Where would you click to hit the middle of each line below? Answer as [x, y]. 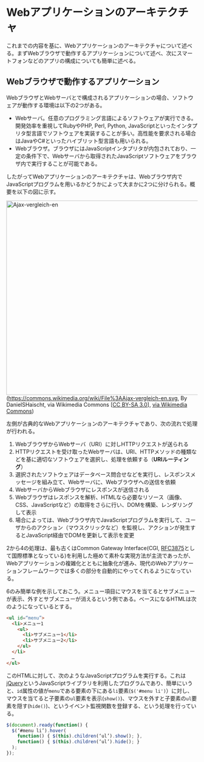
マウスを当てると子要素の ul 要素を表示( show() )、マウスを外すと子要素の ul [99, 698]
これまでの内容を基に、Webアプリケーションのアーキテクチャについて [94, 46]
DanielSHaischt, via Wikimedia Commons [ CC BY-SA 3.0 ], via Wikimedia [97, 404]
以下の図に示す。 [38, 191]
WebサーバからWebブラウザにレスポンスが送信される [82, 489]
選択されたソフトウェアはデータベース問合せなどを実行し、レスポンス [103, 474]
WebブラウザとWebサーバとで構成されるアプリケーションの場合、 [89, 97]
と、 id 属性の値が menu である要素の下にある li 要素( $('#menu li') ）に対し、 [100, 690]
